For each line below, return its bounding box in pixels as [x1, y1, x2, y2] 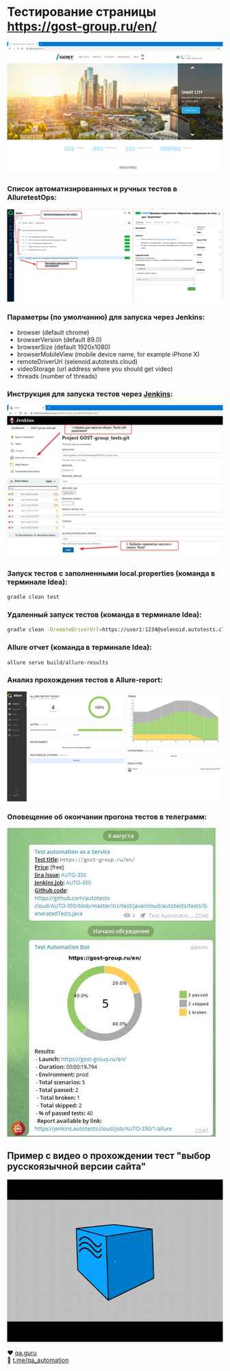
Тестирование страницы [7, 4, 156, 20]
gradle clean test [7, 593, 60, 601]
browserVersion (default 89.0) [16, 335, 103, 343]
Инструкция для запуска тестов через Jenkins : [7, 389, 173, 398]
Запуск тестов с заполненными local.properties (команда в [7, 568, 216, 578]
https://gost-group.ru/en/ [7, 19, 157, 34]
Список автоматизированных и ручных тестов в [7, 184, 178, 193]
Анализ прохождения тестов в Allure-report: [7, 675, 163, 685]
